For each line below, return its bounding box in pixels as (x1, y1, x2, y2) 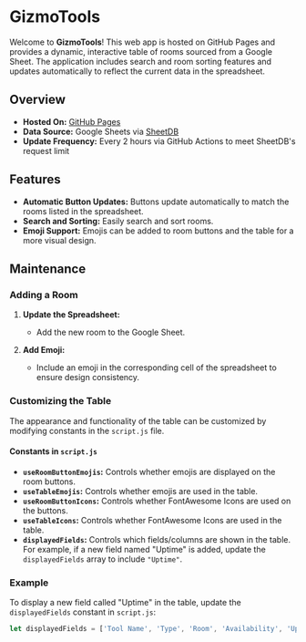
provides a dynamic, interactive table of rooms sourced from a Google (9, 46, 273, 57)
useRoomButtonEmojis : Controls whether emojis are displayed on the (22, 466, 276, 477)
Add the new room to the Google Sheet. (36, 326, 186, 338)
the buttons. (22, 504, 68, 516)
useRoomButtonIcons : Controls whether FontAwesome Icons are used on (22, 495, 291, 506)
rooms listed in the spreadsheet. (22, 205, 144, 216)
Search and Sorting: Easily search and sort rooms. (22, 215, 214, 226)
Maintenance (9, 261, 87, 276)
